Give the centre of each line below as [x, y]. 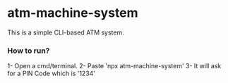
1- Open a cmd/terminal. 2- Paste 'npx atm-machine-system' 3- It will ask [114, 66]
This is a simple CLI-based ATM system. [66, 32]
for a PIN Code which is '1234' [52, 74]
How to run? [29, 51]
